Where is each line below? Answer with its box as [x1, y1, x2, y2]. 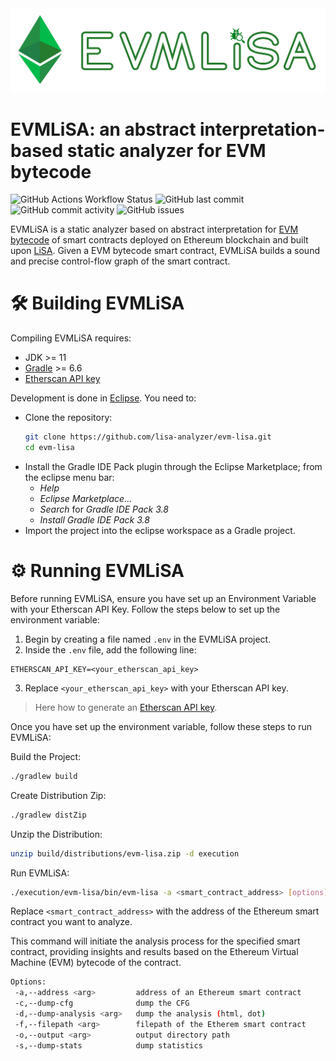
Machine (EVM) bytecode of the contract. [10, 957, 182, 969]
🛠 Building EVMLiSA [10, 292, 185, 315]
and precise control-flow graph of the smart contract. [10, 255, 231, 267]
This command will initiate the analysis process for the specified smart [10, 935, 301, 947]
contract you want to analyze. [10, 916, 133, 928]
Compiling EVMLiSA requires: [10, 332, 132, 344]
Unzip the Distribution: [10, 828, 103, 840]
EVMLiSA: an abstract [10, 118, 197, 141]
